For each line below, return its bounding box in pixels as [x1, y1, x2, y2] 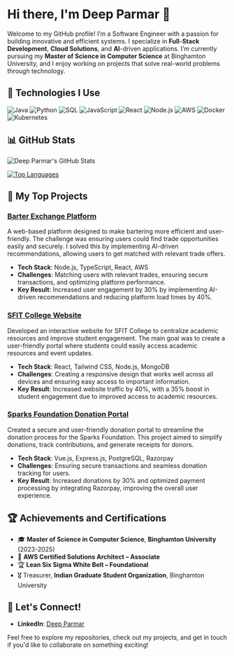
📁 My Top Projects [7, 190, 88, 202]
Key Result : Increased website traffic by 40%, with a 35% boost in [17, 385, 210, 393]
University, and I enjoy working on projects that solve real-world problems [7, 59, 220, 67]
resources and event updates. [7, 348, 94, 357]
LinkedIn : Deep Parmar [17, 620, 85, 628]
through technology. [7, 67, 66, 75]
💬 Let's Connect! [7, 601, 82, 613]
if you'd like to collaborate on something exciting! [7, 641, 149, 649]
